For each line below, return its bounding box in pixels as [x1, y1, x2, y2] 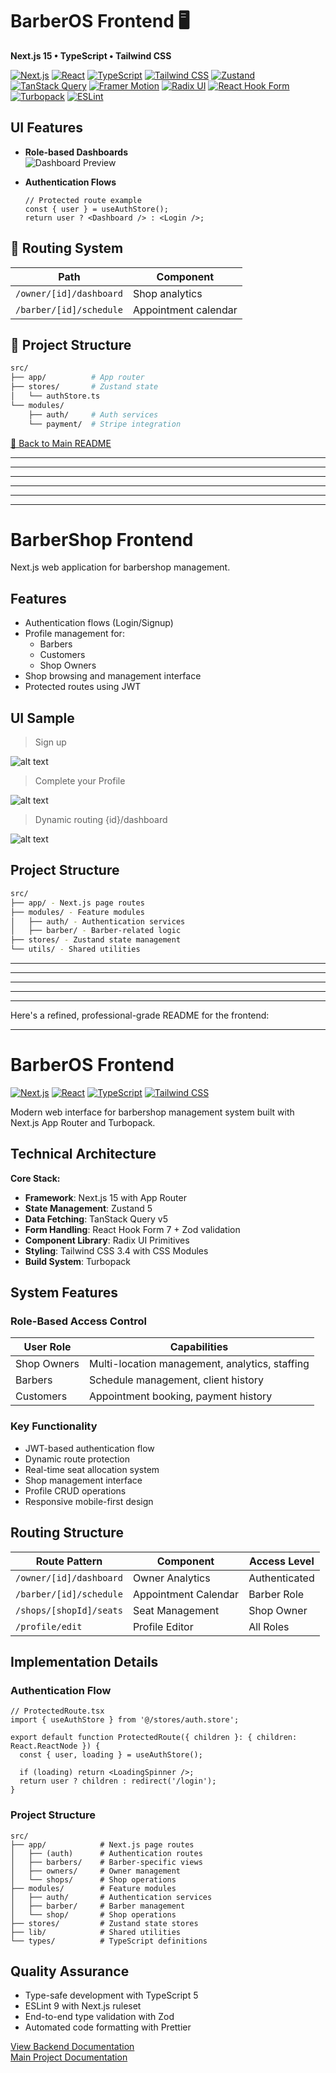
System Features [10, 1284, 118, 1302]
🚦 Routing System [10, 240, 124, 257]
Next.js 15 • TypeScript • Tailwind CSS [10, 49, 172, 62]
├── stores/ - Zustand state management [10, 935, 182, 945]
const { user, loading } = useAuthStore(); [19, 1750, 203, 1760]
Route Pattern [35, 1554, 103, 1568]
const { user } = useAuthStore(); [24, 204, 169, 214]
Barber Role [248, 1587, 305, 1601]
